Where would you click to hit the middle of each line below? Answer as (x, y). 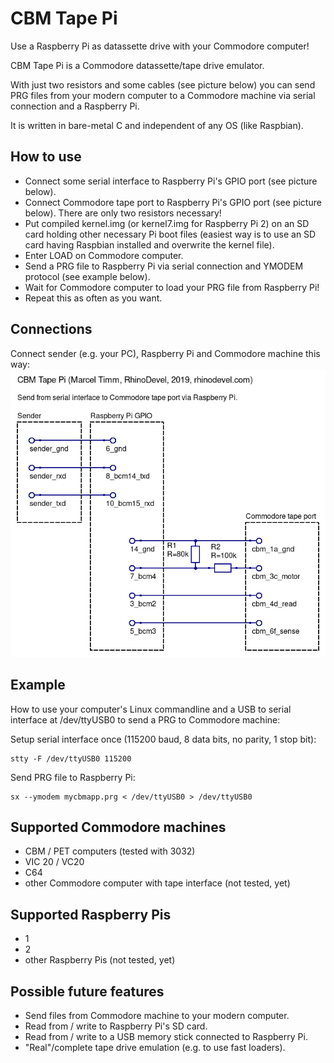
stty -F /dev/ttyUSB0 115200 (71, 758)
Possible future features (87, 991)
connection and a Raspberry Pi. (75, 106)
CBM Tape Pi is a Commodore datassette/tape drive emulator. (137, 65)
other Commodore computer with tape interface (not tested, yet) (157, 883)
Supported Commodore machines (118, 827)
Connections (51, 329)
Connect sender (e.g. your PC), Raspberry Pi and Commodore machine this (165, 353)
